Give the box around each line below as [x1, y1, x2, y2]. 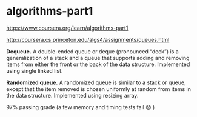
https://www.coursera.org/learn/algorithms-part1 [6, 24, 129, 32]
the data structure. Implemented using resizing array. [6, 92, 139, 99]
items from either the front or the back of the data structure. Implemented [6, 61, 190, 68]
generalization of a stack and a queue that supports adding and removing [6, 54, 190, 61]
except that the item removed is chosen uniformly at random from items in [6, 85, 191, 92]
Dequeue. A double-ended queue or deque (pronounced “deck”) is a [6, 47, 179, 55]
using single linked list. [6, 67, 63, 74]
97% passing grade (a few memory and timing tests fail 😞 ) [6, 103, 155, 110]
